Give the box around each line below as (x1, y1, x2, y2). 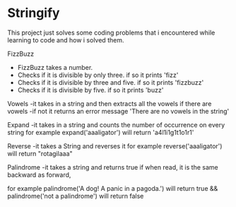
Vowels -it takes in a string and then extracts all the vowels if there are (7, 99, 212, 107)
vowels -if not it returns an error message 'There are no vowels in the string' (7, 107, 230, 115)
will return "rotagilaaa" (7, 149, 73, 158)
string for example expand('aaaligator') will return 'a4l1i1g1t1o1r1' (7, 128, 194, 136)
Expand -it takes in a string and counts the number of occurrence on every (7, 120, 225, 129)
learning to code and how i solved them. (7, 35, 124, 44)
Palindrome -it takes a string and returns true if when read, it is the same (7, 162, 218, 171)
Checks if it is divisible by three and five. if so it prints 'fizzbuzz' (17, 78, 204, 86)
